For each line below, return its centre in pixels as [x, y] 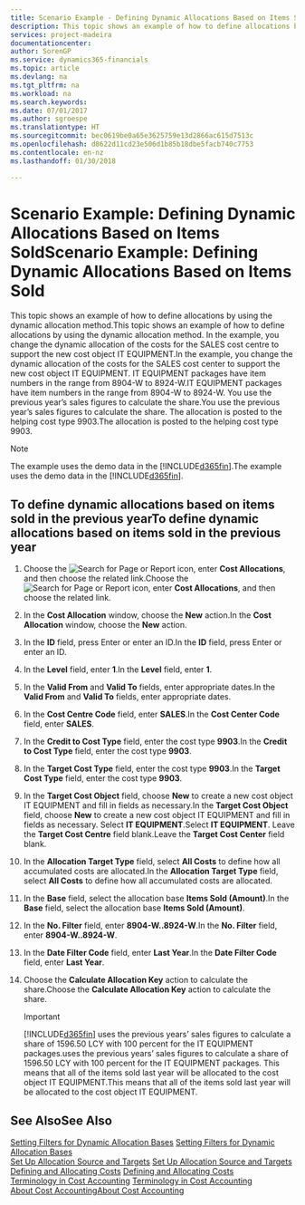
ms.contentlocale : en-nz [57, 152]
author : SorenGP [41, 52]
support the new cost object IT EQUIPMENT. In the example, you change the [152, 354]
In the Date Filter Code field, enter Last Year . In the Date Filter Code [150, 953]
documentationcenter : [51, 43]
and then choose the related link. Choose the [106, 578]
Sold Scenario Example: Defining [134, 252]
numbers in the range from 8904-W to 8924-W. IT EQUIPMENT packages [146, 383]
